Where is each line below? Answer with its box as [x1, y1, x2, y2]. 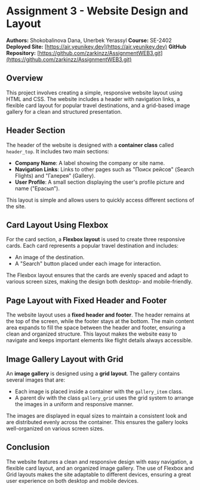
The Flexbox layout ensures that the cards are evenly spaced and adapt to [6, 272, 189, 279]
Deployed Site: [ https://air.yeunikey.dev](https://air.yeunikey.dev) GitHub [6, 43, 187, 50]
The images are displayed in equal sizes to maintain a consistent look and [6, 412, 187, 419]
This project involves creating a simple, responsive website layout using [6, 89, 183, 96]
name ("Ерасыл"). [14, 184, 60, 192]
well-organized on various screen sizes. [6, 425, 104, 432]
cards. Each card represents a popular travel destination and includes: [6, 242, 179, 249]
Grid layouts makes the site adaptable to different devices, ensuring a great [6, 471, 191, 478]
